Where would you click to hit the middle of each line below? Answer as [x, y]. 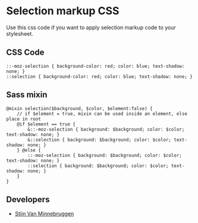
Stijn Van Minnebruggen [44, 214]
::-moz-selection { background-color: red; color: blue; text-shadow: [95, 66]
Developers [28, 200]
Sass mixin [27, 95]
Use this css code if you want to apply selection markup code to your [91, 27]
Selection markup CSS [63, 11]
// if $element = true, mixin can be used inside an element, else [102, 114]
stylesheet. [20, 33]
